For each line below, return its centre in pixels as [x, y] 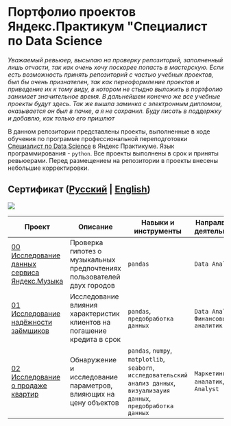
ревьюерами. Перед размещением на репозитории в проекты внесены [113, 160]
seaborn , [141, 367]
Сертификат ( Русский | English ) [79, 189]
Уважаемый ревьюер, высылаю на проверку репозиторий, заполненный [115, 60]
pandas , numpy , [150, 350]
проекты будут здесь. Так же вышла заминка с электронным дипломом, [115, 103]
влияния [84, 305]
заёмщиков [31, 331]
